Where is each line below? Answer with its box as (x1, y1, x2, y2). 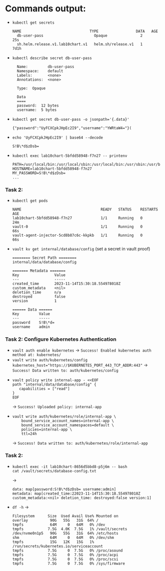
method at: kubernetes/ (12, 352, 62, 357)
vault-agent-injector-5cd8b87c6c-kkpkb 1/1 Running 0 (12, 233, 143, 238)
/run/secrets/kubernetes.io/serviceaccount (12, 543, 103, 549)
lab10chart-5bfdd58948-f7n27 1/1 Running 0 (12, 215, 143, 221)
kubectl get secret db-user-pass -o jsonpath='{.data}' (12, 117, 130, 122)
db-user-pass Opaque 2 (17, 33, 143, 38)
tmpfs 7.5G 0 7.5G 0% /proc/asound (12, 548, 123, 553)
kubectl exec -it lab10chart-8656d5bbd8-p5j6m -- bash (12, 464, 128, 469)
